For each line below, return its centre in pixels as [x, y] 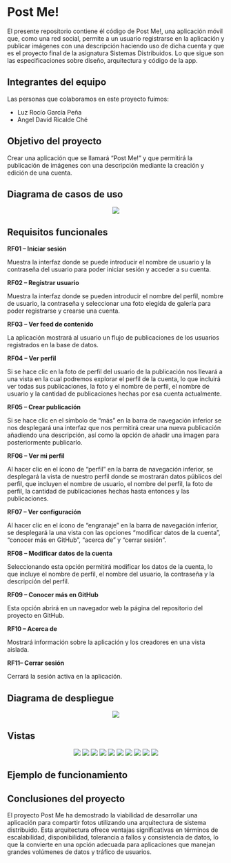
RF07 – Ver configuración [44, 512]
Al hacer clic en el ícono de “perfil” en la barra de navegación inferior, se [110, 469]
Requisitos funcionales [58, 232]
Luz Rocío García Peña [49, 112]
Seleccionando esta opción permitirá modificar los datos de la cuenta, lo [110, 567]
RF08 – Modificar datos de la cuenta [60, 554]
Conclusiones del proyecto [66, 798]
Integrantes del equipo [57, 83]
